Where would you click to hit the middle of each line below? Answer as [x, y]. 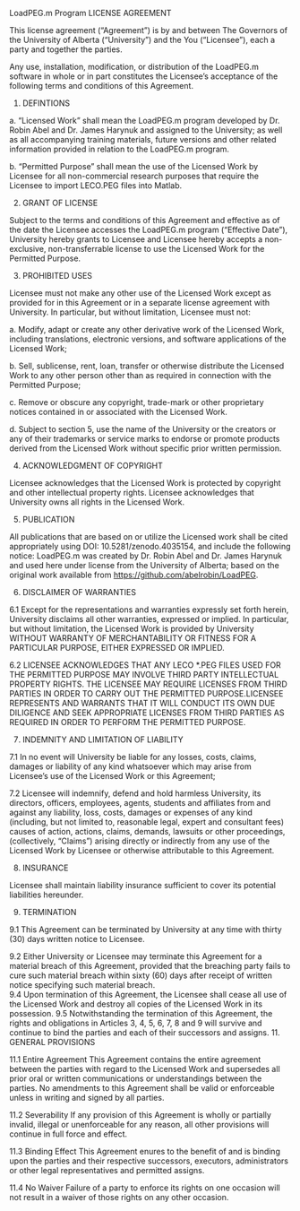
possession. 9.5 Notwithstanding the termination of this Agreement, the [141, 1013]
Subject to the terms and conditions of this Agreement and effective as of [145, 220]
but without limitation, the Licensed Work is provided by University [132, 628]
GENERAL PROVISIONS [52, 1042]
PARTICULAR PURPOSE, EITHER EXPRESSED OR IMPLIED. [117, 648]
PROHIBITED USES [57, 276]
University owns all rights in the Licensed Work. [97, 502]
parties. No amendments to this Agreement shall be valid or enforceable [142, 1088]
